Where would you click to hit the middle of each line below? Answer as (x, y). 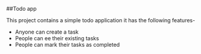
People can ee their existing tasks (57, 38)
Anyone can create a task (47, 32)
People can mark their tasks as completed (67, 45)
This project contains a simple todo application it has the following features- (101, 20)
